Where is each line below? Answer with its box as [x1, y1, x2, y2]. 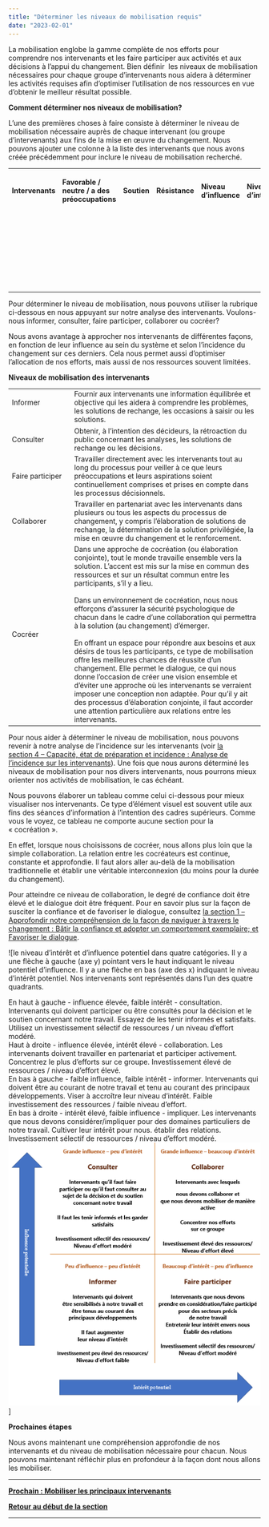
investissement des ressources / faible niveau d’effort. [8, 1099, 187, 1109]
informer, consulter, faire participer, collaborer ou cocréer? [26, 316, 220, 325]
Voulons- [226, 307, 257, 316]
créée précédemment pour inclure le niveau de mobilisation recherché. [8, 152, 243, 162]
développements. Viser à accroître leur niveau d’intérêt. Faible [8, 1090, 214, 1101]
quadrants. [8, 981, 44, 991]
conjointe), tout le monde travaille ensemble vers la [74, 553, 243, 562]
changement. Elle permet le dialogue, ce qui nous [74, 663, 237, 673]
